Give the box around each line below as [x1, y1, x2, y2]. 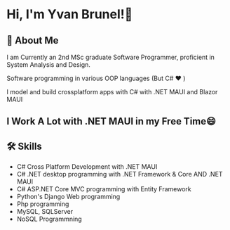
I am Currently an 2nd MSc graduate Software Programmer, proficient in [6, 53, 215, 61]
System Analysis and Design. [6, 60, 90, 69]
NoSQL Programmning [16, 215, 82, 224]
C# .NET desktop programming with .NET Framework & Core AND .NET [16, 170, 223, 179]
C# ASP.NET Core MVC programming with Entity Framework [16, 185, 191, 193]
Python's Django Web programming [16, 193, 121, 201]
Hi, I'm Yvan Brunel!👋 [6, 6, 133, 23]
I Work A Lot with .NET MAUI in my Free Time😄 [6, 115, 217, 127]
